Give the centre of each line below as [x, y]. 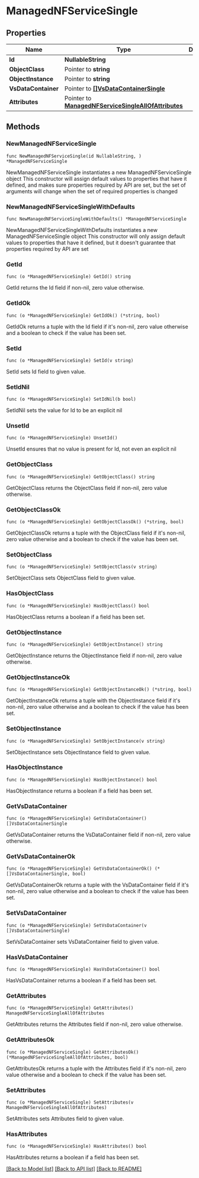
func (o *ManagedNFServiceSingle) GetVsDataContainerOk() [79, 869]
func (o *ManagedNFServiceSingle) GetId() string [69, 277]
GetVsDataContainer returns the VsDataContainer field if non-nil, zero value [98, 835]
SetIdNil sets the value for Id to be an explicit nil [64, 410]
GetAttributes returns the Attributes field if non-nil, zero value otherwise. [94, 1025]
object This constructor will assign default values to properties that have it [97, 178]
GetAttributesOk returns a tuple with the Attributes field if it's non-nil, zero [96, 1068]
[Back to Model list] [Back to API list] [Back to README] [74, 1169]
